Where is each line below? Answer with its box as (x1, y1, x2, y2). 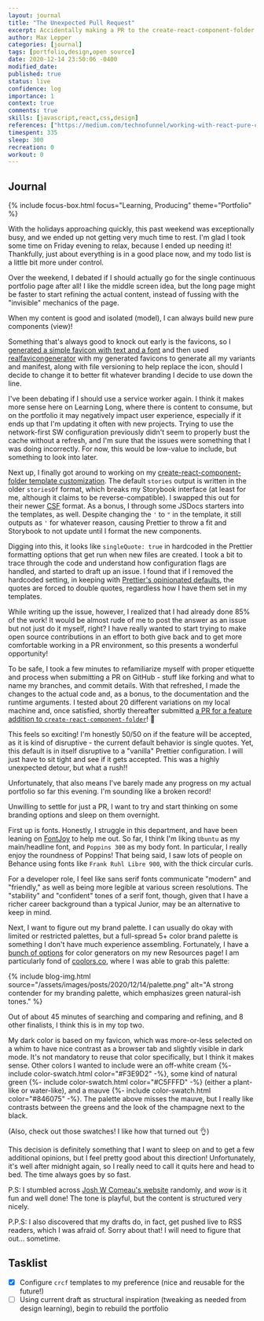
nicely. (8, 1202, 30, 1212)
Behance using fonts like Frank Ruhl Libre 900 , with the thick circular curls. (8, 859, 254, 868)
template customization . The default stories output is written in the (28, 476, 247, 486)
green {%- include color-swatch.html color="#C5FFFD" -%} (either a (8, 1078, 232, 1087)
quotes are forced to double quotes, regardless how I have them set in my (8, 583, 247, 593)
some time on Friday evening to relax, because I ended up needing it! (8, 241, 232, 250)
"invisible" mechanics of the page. (8, 298, 119, 308)
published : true (8, 70, 61, 78)
